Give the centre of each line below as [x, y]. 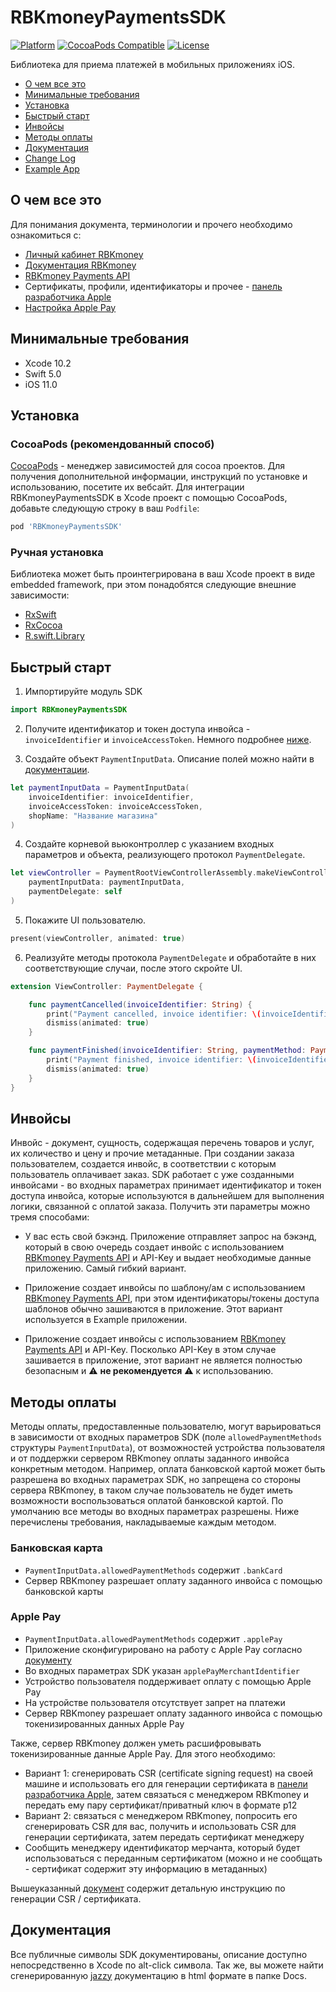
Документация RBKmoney [80, 265]
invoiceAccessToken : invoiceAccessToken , [115, 806]
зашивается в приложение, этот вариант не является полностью [163, 1360]
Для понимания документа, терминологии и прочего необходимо [151, 224]
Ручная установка [57, 553]
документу [48, 1660]
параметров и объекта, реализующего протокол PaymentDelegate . [165, 855]
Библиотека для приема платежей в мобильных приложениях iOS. [153, 64]
